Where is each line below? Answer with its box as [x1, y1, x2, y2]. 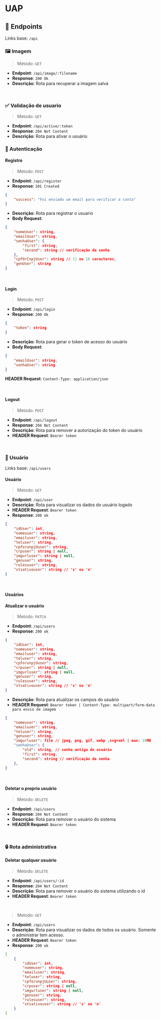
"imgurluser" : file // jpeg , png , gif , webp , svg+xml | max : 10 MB [14, 738, 151, 743]
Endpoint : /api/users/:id [12, 877, 64, 883]
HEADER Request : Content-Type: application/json [5, 376, 108, 382]
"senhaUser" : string [14, 362, 55, 367]
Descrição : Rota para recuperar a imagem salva [12, 81, 108, 86]
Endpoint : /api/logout [12, 417, 57, 423]
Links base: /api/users [5, 465, 51, 471]
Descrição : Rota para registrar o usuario [12, 211, 93, 216]
